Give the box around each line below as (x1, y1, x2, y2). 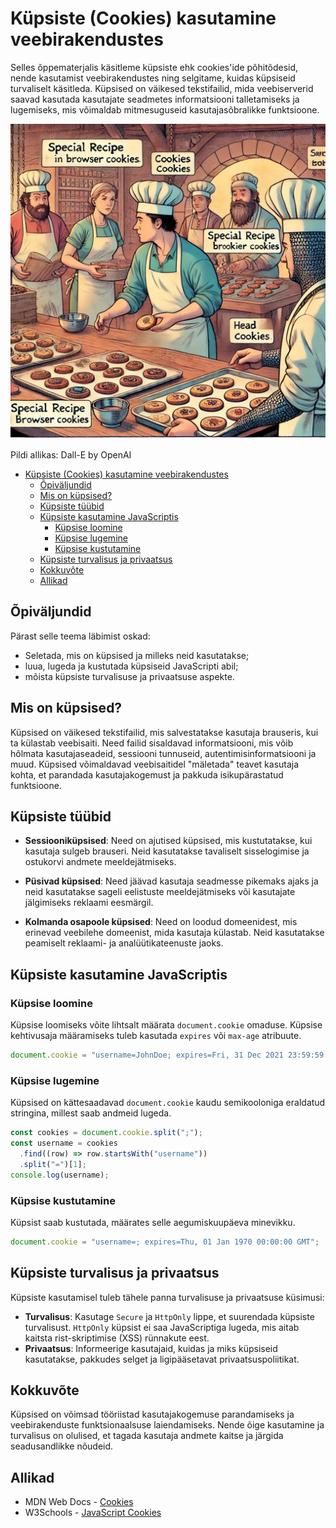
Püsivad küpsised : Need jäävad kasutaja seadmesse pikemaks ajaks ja (24, 875, 319, 887)
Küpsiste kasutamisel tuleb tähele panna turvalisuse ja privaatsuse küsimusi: (10, 1291, 325, 1303)
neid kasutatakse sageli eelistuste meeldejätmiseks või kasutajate (24, 886, 296, 898)
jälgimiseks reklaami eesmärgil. (24, 897, 154, 909)
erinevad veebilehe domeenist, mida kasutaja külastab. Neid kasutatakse (24, 927, 325, 939)
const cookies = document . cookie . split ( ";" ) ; (10, 1128, 203, 1138)
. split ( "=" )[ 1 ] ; (19, 1159, 87, 1169)
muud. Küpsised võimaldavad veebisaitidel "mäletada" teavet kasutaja (10, 758, 300, 770)
